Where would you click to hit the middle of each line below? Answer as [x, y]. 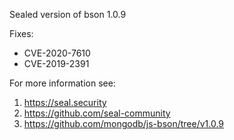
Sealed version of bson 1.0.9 [68, 14]
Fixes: [21, 33]
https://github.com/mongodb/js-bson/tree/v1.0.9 [124, 123]
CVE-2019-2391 [56, 63]
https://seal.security [65, 102]
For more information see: [62, 83]
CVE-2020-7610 [57, 53]
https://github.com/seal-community [97, 113]
